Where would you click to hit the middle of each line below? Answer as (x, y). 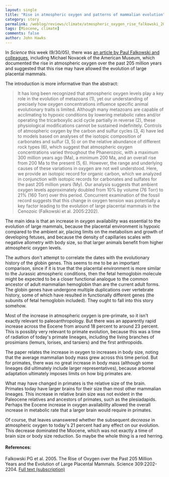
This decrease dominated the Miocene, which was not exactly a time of (79, 430)
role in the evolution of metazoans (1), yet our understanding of (83, 98)
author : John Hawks (26, 38)
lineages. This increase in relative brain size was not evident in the (74, 394)
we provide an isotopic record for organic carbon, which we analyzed (90, 173)
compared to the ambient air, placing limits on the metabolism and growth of (84, 231)
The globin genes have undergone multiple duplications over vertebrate (79, 289)
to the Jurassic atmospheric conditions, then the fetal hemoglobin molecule (83, 273)
